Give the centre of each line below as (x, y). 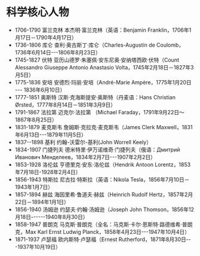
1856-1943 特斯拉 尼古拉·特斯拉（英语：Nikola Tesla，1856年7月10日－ (102, 179)
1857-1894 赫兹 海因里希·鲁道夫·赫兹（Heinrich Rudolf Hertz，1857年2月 (104, 194)
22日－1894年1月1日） (42, 202)
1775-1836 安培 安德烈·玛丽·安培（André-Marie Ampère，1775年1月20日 (103, 82)
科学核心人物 (38, 12)
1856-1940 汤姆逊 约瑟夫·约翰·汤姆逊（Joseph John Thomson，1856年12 (104, 209)
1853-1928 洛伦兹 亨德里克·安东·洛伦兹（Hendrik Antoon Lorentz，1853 (103, 164)
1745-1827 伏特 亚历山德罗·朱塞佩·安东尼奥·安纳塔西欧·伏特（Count (97, 60)
